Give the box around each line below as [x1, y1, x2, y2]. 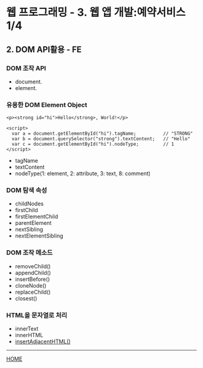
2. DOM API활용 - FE [6, 44, 82, 54]
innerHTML [14, 332, 43, 339]
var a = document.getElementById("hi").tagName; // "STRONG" [11, 131, 193, 137]
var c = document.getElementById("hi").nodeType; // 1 [11, 141, 174, 147]
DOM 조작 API [6, 64, 47, 73]
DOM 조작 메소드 [6, 248, 53, 257]
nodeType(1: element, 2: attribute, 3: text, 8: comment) [14, 170, 151, 177]
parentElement [14, 219, 52, 227]
